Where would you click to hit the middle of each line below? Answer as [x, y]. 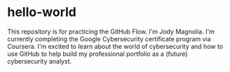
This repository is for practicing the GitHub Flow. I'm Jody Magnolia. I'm [111, 31]
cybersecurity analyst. [40, 61]
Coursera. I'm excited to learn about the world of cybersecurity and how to [115, 46]
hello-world [42, 12]
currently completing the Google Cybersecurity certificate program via [109, 38]
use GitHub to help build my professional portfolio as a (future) [97, 54]
